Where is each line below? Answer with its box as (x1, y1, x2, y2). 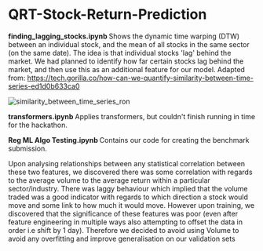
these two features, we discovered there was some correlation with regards (8, 167, 253, 176)
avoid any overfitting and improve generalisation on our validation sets (8, 234, 236, 243)
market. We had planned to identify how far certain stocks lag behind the (8, 56, 244, 66)
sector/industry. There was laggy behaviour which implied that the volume (8, 184, 249, 193)
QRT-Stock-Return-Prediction (8, 5, 207, 24)
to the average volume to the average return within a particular (8, 175, 210, 185)
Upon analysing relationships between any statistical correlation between (8, 158, 246, 168)
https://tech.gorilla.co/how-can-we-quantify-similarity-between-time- (27, 73, 254, 82)
